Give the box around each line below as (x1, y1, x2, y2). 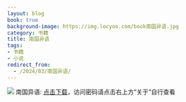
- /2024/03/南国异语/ (13, 68, 71, 74)
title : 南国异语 (7, 36, 50, 43)
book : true (7, 17, 39, 23)
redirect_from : (7, 61, 51, 68)
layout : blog (7, 10, 45, 17)
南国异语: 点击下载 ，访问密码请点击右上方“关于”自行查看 (15, 88, 176, 96)
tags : (7, 42, 23, 49)
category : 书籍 (7, 29, 49, 37)
